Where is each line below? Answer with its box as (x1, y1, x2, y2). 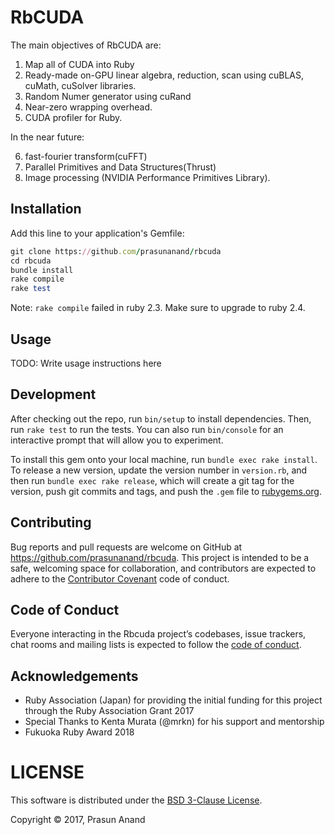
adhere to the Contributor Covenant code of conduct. (10, 572, 230, 585)
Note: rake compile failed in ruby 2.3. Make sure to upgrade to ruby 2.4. (10, 302, 306, 314)
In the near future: (10, 131, 85, 143)
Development (10, 386, 97, 403)
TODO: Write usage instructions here (10, 357, 162, 369)
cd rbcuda (10, 256, 52, 266)
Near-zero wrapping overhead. (24, 101, 153, 113)
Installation (10, 201, 82, 218)
